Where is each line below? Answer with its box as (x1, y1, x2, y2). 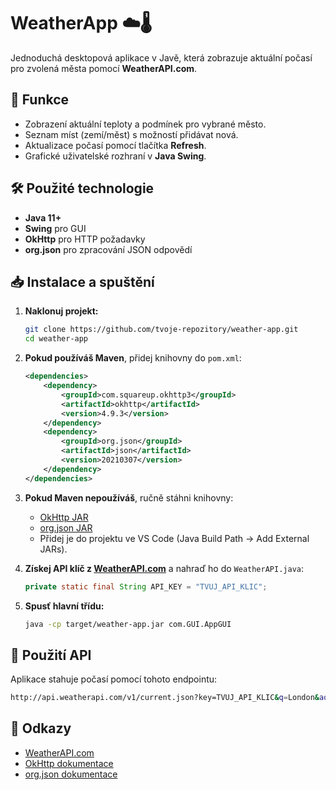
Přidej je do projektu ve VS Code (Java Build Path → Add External (39, 532, 310, 544)
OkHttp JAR (39, 511, 89, 523)
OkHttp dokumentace (24, 757, 114, 769)
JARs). (39, 543, 68, 555)
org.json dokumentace (24, 768, 118, 780)
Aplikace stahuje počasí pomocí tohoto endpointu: (10, 673, 218, 685)
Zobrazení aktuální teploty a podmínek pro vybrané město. (24, 118, 267, 130)
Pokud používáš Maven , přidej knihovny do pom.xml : (24, 352, 242, 364)
